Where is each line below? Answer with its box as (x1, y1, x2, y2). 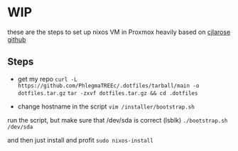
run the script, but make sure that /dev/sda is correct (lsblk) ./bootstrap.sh (7, 116, 228, 124)
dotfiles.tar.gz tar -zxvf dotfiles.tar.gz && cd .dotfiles (17, 89, 198, 96)
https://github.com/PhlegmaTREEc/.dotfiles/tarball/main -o (17, 82, 200, 89)
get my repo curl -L (17, 74, 78, 83)
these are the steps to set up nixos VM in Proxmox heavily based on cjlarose (7, 28, 231, 36)
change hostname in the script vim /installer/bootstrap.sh (17, 102, 195, 111)
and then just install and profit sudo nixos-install (7, 135, 154, 144)
